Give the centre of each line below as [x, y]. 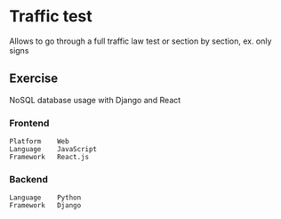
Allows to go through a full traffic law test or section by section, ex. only [140, 41]
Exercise [34, 79]
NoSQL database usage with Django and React [95, 100]
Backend [29, 179]
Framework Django [45, 206]
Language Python [45, 198]
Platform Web [39, 142]
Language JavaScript [53, 150]
